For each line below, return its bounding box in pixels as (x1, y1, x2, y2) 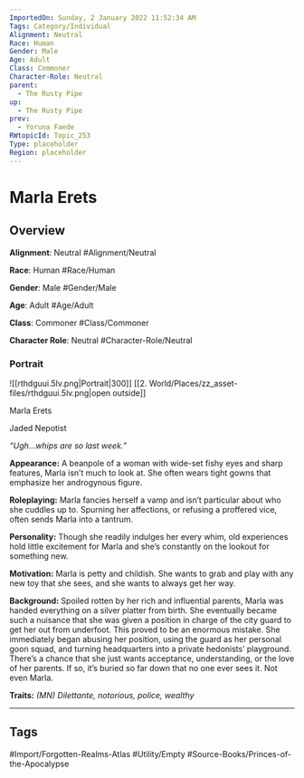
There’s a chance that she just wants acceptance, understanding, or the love (9, 653, 295, 664)
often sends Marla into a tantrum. (9, 514, 134, 524)
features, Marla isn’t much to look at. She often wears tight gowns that (9, 467, 271, 478)
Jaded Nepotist (9, 422, 67, 433)
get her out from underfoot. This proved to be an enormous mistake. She (9, 624, 280, 635)
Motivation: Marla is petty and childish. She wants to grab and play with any (9, 568, 294, 579)
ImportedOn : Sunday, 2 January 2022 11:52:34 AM (9, 13, 196, 23)
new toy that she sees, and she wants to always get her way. (9, 577, 236, 589)
